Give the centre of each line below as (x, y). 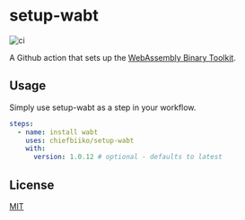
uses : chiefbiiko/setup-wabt (80, 140)
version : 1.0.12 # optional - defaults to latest (127, 157)
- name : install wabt (58, 132)
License (32, 185)
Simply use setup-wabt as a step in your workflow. (103, 107)
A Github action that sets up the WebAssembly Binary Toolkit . (122, 57)
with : (36, 148)
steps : (22, 123)
